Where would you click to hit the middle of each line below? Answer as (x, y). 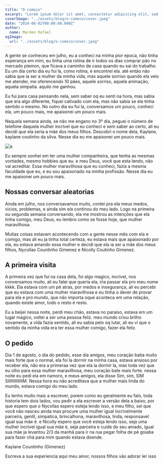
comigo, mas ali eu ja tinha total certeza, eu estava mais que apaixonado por (82, 239)
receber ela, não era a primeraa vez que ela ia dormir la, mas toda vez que (80, 366)
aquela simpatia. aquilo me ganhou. (41, 87)
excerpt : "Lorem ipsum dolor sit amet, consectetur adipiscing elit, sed (82, 14)
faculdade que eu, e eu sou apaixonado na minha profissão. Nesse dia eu (79, 171)
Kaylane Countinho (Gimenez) (35, 447)
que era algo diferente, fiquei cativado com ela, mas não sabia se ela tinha (80, 101)
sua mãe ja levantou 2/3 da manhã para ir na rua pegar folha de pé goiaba (79, 432)
